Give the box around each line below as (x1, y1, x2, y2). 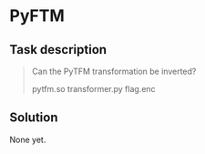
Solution (9, 110, 58, 126)
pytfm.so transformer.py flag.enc (31, 84, 157, 94)
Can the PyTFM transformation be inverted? (31, 66, 197, 77)
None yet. (9, 134, 46, 145)
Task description (9, 42, 108, 57)
